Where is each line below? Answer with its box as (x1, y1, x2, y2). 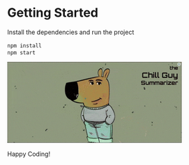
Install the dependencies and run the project (7, 28, 135, 36)
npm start (7, 49, 36, 56)
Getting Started (7, 5, 99, 21)
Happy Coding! (7, 150, 51, 158)
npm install (7, 42, 42, 49)
